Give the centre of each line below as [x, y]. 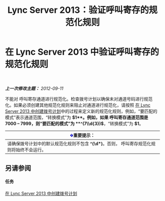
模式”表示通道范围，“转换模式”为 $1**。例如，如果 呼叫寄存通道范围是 [77, 117]
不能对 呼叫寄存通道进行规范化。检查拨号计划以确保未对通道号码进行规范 [79, 99]
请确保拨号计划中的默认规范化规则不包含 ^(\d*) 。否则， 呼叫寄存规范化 [79, 143]
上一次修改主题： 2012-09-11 [34, 88]
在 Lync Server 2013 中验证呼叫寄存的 [82, 52]
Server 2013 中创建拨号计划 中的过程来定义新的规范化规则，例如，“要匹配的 [81, 111]
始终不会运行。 [31, 150]
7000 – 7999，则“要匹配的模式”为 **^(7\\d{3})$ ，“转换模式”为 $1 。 [74, 123]
